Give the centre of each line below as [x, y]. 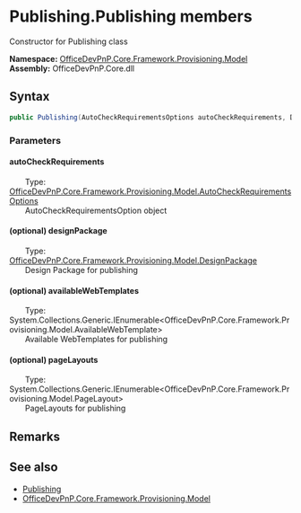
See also [34, 468]
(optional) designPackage [58, 231]
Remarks [35, 436]
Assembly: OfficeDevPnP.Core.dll [72, 68]
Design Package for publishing [82, 270]
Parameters [35, 140]
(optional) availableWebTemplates [74, 290]
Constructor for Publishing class [69, 41]
